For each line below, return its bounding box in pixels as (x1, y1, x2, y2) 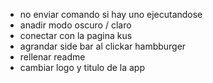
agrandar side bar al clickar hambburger (19, 40, 187, 52)
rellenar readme (19, 51, 86, 63)
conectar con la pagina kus (19, 30, 133, 41)
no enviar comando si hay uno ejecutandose (19, 9, 203, 20)
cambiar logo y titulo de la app (19, 62, 146, 73)
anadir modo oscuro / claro (19, 19, 132, 31)
